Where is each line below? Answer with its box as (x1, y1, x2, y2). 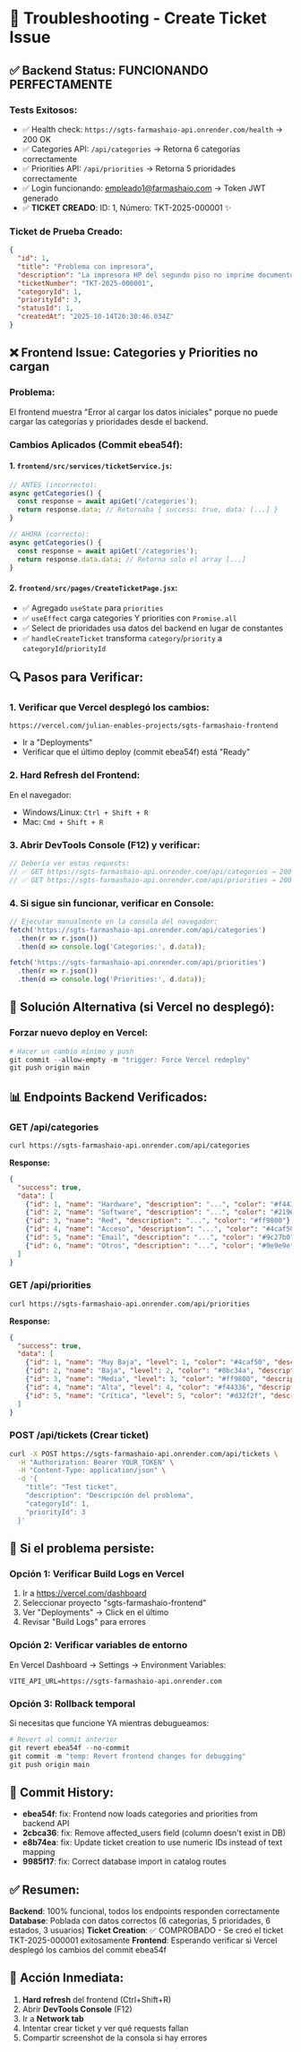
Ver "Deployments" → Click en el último (21, 1607, 169, 1618)
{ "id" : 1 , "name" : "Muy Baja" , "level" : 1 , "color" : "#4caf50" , (25, 1358, 271, 1367)
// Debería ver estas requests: (9, 859, 130, 868)
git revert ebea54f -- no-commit (9, 1743, 130, 1752)
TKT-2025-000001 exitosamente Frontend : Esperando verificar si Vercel (9, 1935, 278, 1946)
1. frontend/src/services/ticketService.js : (9, 460, 173, 471)
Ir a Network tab (21, 2013, 84, 2023)
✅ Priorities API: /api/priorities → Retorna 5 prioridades (21, 163, 236, 174)
